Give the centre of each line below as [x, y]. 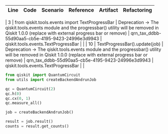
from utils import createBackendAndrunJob [51, 79]
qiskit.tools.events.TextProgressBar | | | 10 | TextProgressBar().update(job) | [84, 44]
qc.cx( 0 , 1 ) [18, 98]
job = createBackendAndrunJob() [39, 112]
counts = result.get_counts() [37, 126]
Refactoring [138, 10]
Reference [81, 10]
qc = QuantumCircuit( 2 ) [30, 89]
